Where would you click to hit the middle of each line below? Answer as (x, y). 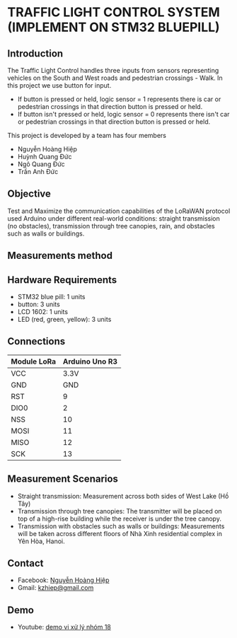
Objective (29, 194)
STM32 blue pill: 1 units (51, 297)
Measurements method (60, 256)
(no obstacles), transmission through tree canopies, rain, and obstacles (111, 226)
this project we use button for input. (59, 85)
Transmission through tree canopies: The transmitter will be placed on (120, 511)
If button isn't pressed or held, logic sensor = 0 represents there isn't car (123, 114)
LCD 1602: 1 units (43, 312)
